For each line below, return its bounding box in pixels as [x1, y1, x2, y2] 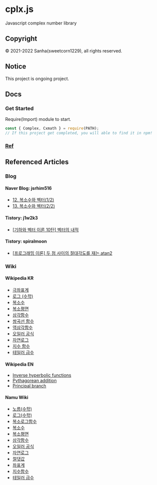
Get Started [5, 105, 34, 112]
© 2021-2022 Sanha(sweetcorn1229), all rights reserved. [5, 47, 123, 53]
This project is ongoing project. [5, 75, 69, 81]
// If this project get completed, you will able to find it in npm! [5, 131, 153, 136]
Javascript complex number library [5, 20, 77, 26]
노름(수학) [12, 406, 32, 412]
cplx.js [5, 3, 34, 15]
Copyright [5, 34, 37, 43]
